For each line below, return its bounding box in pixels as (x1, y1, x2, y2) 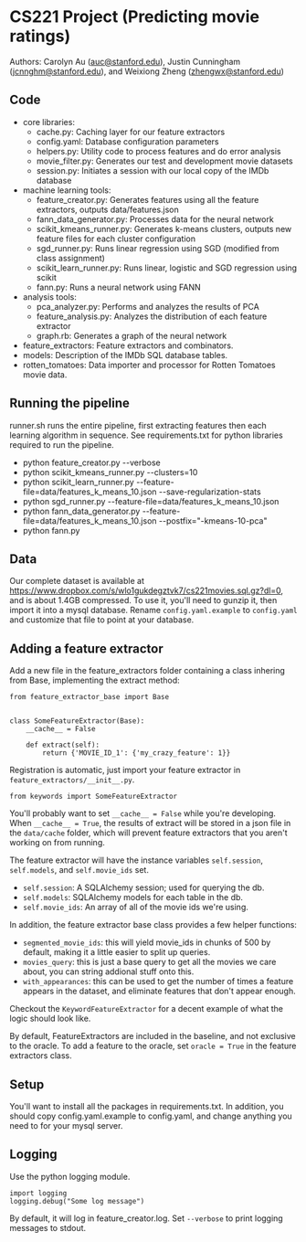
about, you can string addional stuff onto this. (22, 966, 195, 977)
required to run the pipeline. (9, 439, 114, 450)
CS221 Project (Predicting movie (9, 6, 260, 27)
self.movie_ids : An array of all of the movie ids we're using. (22, 902, 248, 913)
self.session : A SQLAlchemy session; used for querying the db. (22, 882, 265, 893)
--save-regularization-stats (158, 486, 262, 497)
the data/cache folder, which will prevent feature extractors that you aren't (9, 827, 288, 838)
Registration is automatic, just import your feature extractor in (9, 765, 241, 776)
